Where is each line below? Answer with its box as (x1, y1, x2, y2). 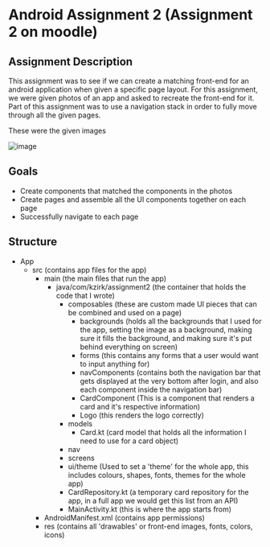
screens (67, 453, 95, 463)
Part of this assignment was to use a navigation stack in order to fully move (8, 102, 257, 111)
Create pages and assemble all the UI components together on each (19, 195, 247, 204)
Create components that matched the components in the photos (19, 186, 233, 195)
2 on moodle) (8, 23, 98, 41)
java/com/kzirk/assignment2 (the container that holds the (55, 282, 247, 291)
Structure (8, 235, 58, 249)
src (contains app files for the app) (31, 265, 147, 274)
